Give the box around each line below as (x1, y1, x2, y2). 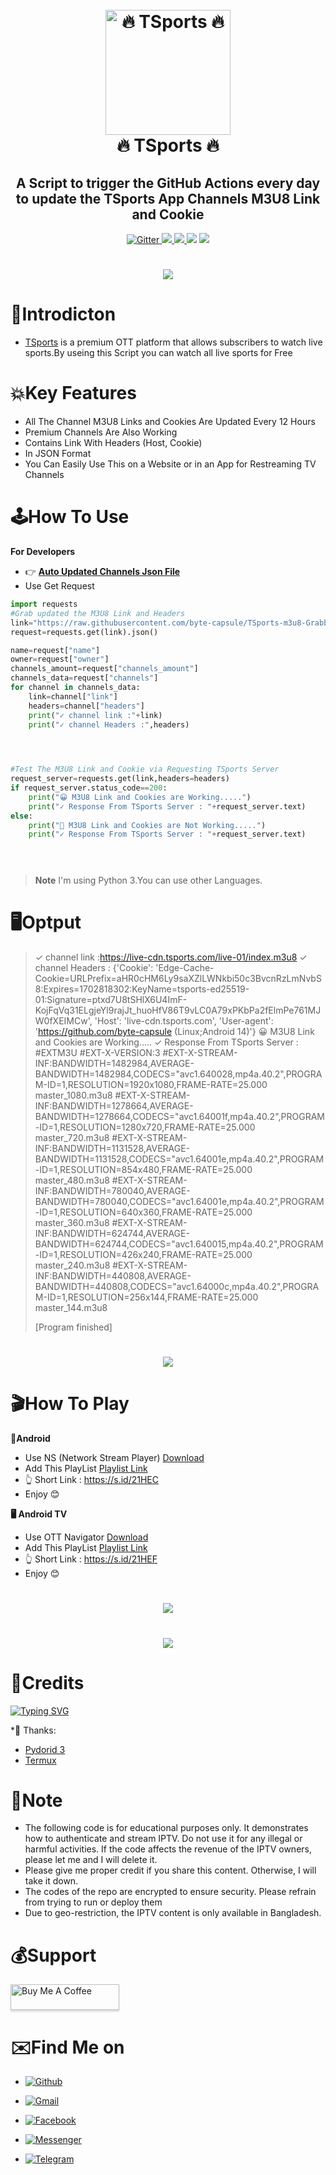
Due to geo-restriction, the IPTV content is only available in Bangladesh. (24, 1907, 322, 1919)
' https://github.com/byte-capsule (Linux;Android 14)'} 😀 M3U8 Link (34, 1026, 315, 1038)
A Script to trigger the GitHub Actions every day (15, 174, 321, 192)
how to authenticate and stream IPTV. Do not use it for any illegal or (24, 1833, 303, 1845)
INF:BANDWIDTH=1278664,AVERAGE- (34, 1100, 194, 1112)
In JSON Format (24, 448, 92, 460)
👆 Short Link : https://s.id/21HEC (24, 1474, 160, 1486)
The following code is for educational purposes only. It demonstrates (24, 1822, 309, 1834)
